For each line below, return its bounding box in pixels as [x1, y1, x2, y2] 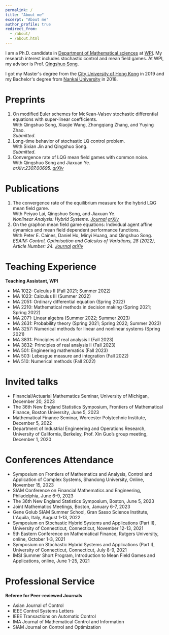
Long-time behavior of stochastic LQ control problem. [12, 138, 125, 144]
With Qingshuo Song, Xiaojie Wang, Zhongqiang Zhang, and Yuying [12, 121, 154, 128]
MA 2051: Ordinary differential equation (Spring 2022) [12, 298, 125, 304]
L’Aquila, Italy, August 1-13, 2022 [12, 514, 81, 520]
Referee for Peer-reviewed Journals [5, 592, 83, 598]
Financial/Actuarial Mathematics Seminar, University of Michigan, [12, 393, 149, 399]
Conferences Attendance [5, 454, 114, 466]
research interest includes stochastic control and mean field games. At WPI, [5, 55, 164, 61]
